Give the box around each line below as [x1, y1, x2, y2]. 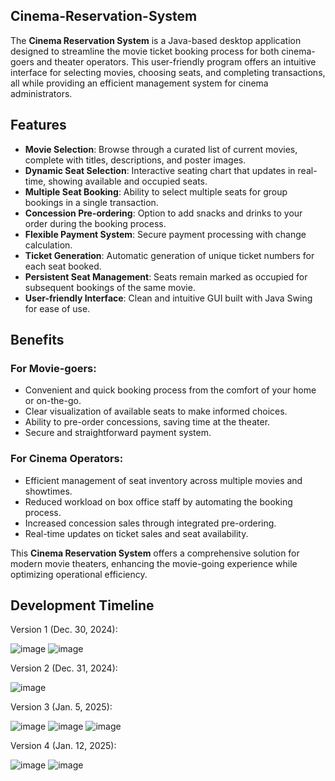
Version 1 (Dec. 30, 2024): [10, 624, 118, 636]
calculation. [24, 239, 73, 251]
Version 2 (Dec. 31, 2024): [10, 662, 118, 674]
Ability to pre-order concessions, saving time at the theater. [24, 416, 271, 428]
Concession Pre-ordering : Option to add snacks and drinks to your [24, 207, 303, 219]
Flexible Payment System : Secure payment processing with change [24, 228, 307, 240]
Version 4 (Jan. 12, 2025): [10, 740, 117, 752]
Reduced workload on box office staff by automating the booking [24, 495, 293, 508]
